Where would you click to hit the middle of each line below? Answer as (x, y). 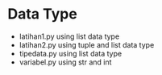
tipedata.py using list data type (71, 53)
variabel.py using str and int (65, 62)
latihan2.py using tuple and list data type (87, 44)
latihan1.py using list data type (69, 36)
